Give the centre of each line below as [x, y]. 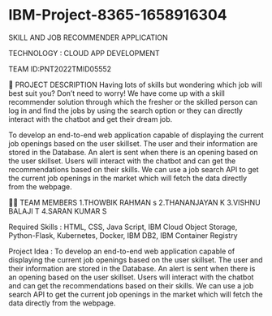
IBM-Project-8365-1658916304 [118, 15]
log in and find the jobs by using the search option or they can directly [126, 110]
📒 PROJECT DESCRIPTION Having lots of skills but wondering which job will [135, 84]
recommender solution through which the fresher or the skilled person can [133, 102]
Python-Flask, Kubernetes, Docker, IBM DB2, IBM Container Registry [123, 235]
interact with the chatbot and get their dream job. [91, 119]
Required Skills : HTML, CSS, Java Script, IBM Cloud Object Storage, [123, 227]
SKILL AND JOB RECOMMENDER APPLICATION [88, 37]
